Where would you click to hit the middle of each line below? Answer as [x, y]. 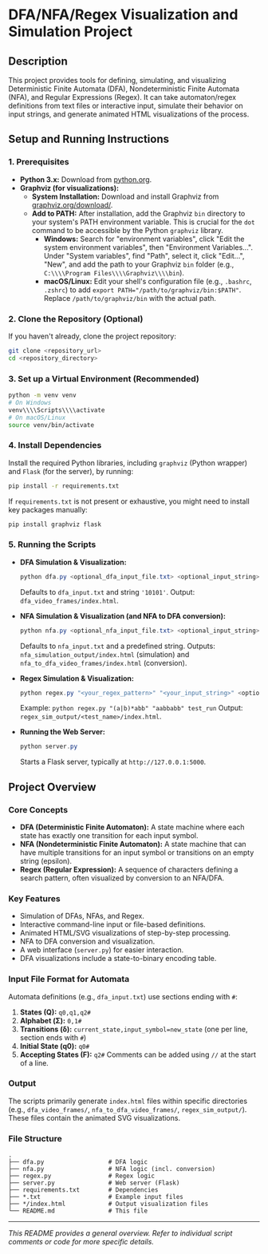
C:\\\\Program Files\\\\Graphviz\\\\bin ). [114, 272]
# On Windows [30, 402]
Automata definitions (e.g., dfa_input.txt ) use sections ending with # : [123, 996]
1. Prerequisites [39, 162]
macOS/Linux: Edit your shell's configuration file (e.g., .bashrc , [148, 281]
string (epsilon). [46, 860]
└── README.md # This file [78, 1211]
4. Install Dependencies [55, 445]
